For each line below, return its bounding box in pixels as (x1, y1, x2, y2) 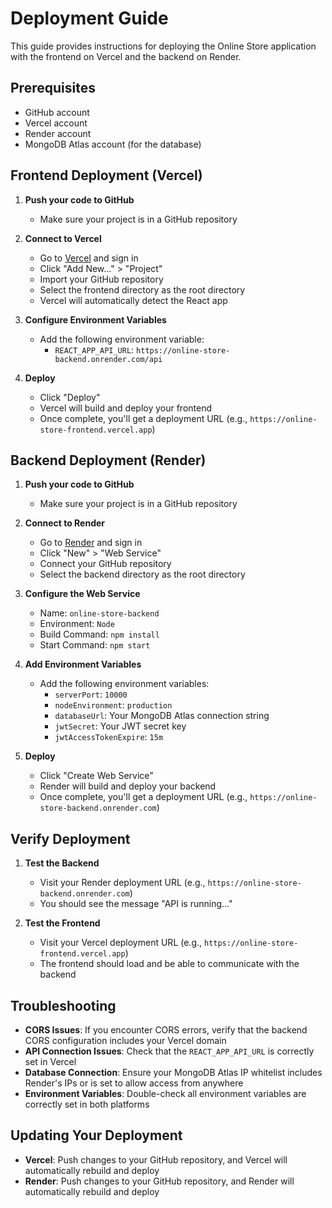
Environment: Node (39, 618, 115, 630)
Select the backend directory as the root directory (39, 568, 246, 581)
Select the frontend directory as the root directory (39, 283, 246, 296)
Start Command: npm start (39, 639, 151, 651)
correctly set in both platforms (24, 1098, 150, 1110)
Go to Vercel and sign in (39, 252, 139, 264)
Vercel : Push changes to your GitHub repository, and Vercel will (24, 1153, 288, 1166)
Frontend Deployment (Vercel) (10, 167, 203, 184)
